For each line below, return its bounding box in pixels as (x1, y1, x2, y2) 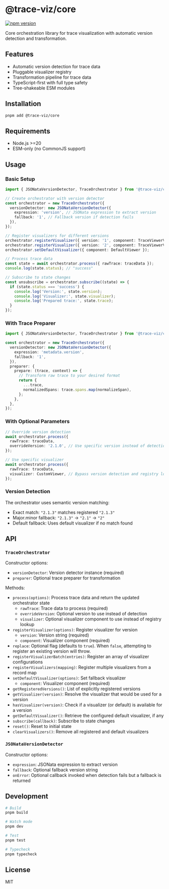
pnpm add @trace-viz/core (5, 113, 59, 118)
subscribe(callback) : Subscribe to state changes (12, 718, 115, 724)
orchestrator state (12, 600, 50, 606)
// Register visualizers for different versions (5, 233, 109, 238)
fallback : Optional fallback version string (12, 766, 98, 773)
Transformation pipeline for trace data (12, 74, 92, 80)
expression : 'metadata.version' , (14, 349, 84, 354)
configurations (12, 659, 43, 665)
